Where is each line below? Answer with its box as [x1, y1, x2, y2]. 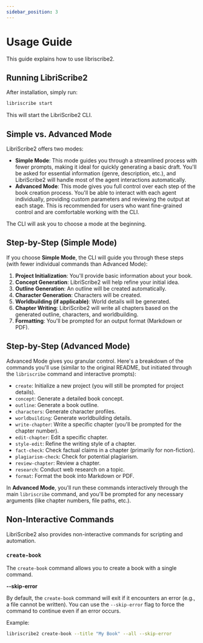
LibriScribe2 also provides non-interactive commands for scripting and [6, 530, 183, 537]
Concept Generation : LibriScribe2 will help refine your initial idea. [15, 278, 180, 286]
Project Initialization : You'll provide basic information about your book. [15, 272, 193, 279]
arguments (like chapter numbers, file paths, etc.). [6, 497, 131, 504]
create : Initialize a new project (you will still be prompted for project [15, 382, 184, 389]
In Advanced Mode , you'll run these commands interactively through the [6, 483, 188, 491]
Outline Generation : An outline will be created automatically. [15, 284, 167, 292]
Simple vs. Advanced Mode [6, 129, 112, 140]
